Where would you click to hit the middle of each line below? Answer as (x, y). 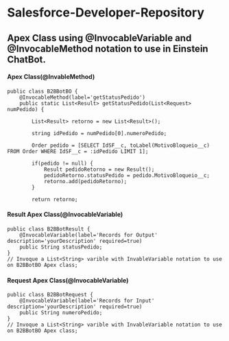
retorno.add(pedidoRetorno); (85, 181)
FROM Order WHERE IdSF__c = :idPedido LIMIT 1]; (78, 151)
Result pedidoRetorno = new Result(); (99, 169)
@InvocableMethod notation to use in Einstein (108, 48)
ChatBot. (27, 59)
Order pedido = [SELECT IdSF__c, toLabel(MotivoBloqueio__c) (121, 145)
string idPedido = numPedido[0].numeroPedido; (99, 133)
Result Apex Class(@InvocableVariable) (65, 215)
